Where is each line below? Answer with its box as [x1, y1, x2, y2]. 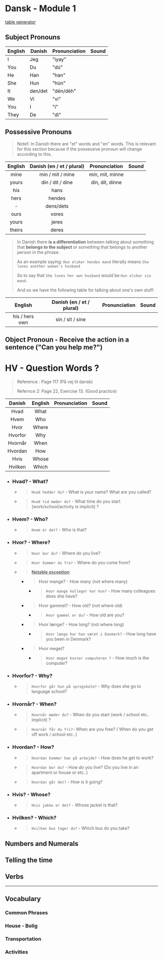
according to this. [16, 151, 52, 157]
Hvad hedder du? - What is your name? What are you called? [31, 489, 151, 495]
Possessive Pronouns [5, 128, 72, 136]
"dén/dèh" [52, 87, 76, 94]
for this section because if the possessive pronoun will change [16, 146, 142, 152]
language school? [31, 689, 67, 694]
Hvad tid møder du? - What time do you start [31, 499, 121, 504]
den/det [30, 87, 48, 94]
